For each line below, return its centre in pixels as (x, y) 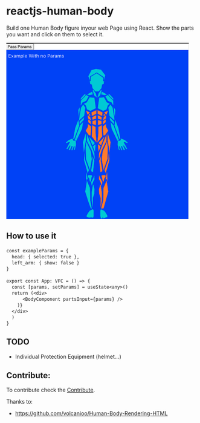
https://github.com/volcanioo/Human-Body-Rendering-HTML (91, 413)
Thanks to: (20, 402)
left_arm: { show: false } (46, 263)
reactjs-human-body (60, 11)
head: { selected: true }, (46, 257)
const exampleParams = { (37, 251)
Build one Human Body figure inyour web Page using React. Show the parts (100, 28)
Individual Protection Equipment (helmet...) (68, 356)
